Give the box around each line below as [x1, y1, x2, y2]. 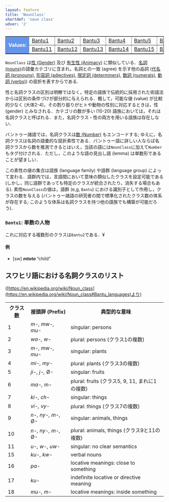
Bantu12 [57, 46, 78, 53]
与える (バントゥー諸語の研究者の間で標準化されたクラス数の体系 [27, 193, 162, 199]
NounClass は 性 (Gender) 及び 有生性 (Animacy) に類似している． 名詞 [5, 60, 148, 66]
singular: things [70, 394, 107, 401]
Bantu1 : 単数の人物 [5, 219, 50, 226]
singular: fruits [70, 368, 105, 375]
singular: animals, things [70, 414, 128, 421]
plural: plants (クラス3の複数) [70, 360, 140, 367]
